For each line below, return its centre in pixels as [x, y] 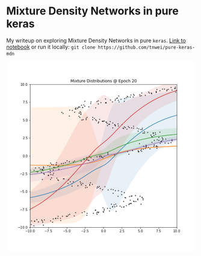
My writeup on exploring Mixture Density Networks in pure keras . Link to [96, 40]
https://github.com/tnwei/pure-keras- [147, 47]
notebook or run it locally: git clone [51, 47]
